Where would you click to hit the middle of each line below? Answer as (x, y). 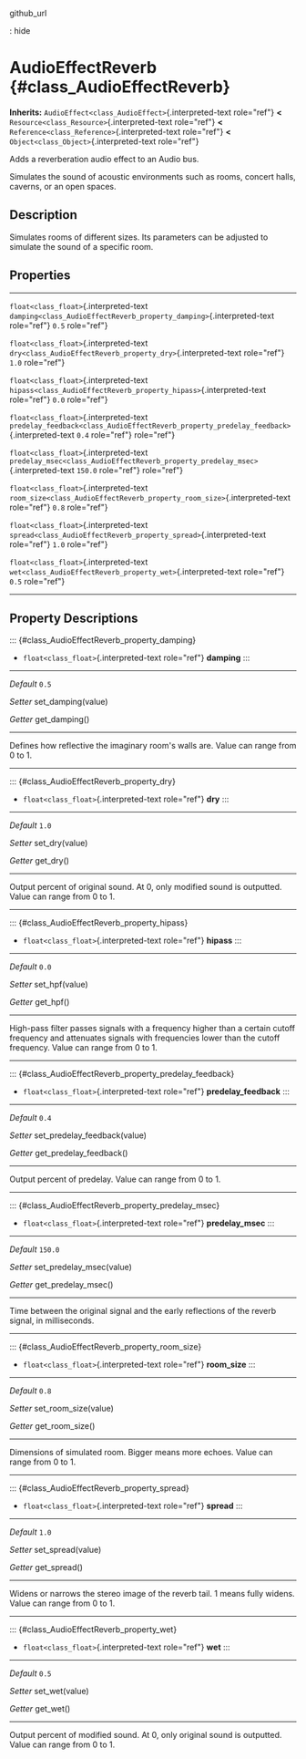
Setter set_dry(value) (49, 843)
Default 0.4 (31, 1118)
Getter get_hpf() (40, 1002)
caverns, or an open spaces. (63, 186)
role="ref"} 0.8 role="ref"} (59, 507)
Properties (40, 276)
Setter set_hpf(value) (49, 985)
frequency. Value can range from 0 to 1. (83, 1048)
